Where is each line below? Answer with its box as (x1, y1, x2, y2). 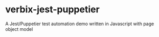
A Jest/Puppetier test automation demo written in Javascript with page (5, 21, 154, 27)
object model (5, 26, 33, 32)
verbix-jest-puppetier (5, 4, 100, 15)
